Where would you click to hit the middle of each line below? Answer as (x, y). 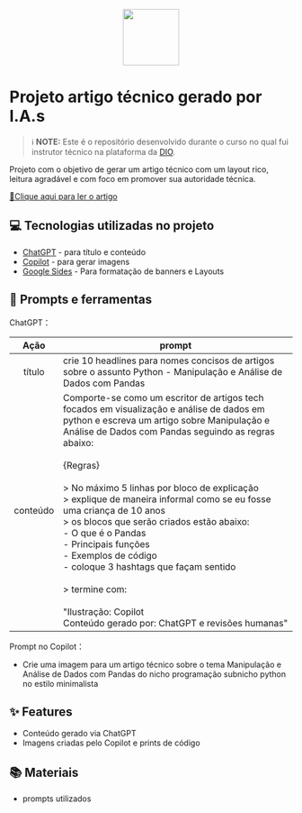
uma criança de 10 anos (114, 510)
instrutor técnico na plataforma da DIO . (103, 151)
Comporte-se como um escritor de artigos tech (163, 397)
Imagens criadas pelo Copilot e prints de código (111, 743)
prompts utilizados (57, 799)
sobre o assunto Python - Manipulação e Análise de (173, 371)
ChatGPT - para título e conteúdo (84, 251)
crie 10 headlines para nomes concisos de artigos (169, 361)
